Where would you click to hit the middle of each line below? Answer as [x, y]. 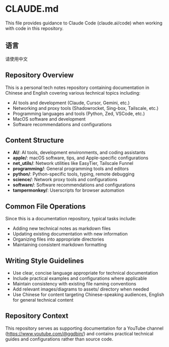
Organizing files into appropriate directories [58, 239]
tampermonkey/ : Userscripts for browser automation [68, 190]
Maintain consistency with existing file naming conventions [74, 284]
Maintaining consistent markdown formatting [60, 245]
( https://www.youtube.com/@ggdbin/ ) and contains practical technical [79, 333]
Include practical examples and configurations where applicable [80, 278]
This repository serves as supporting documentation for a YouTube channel [84, 328]
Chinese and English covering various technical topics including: [73, 93]
